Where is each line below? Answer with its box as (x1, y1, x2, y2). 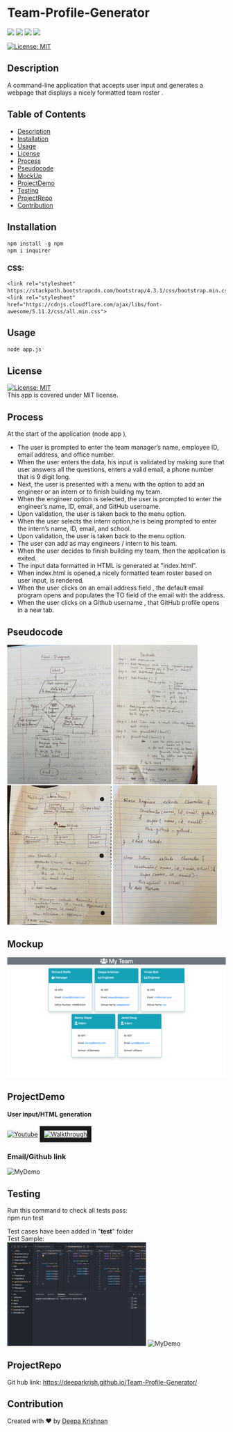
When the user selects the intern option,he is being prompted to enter (17, 517, 217, 526)
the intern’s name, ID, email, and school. (17, 524, 132, 533)
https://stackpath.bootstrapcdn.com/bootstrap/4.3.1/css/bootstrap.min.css (7, 287, 231, 294)
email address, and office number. (17, 450, 116, 459)
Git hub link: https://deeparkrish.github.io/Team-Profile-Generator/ (7, 1378, 198, 1386)
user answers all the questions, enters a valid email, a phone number (17, 465, 214, 474)
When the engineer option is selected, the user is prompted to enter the (17, 495, 222, 503)
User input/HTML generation (7, 1110, 92, 1119)
